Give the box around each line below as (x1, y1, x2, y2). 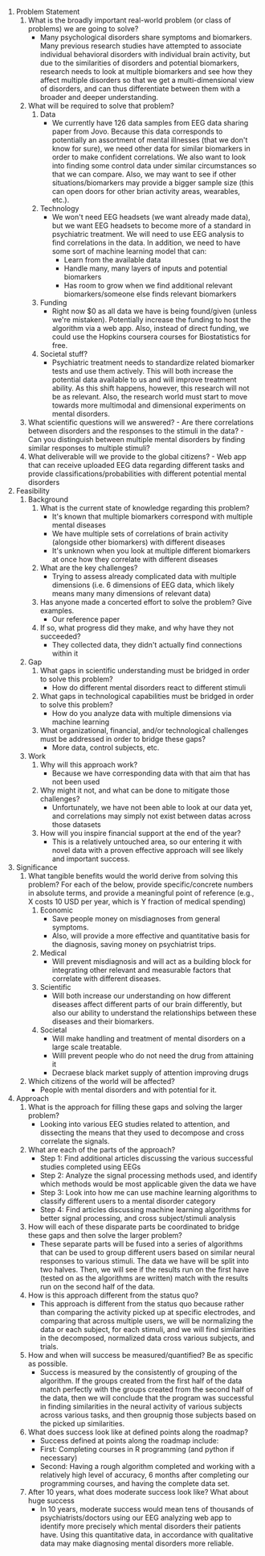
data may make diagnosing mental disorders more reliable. (39, 1538, 234, 1548)
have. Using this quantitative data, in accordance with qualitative (39, 1530, 254, 1539)
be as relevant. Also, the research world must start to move (51, 392, 248, 401)
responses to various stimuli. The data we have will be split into (39, 1256, 250, 1265)
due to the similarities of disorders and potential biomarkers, (39, 58, 239, 68)
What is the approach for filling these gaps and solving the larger (27, 1103, 243, 1111)
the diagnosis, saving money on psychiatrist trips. (51, 940, 217, 949)
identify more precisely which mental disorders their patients (39, 1521, 241, 1531)
